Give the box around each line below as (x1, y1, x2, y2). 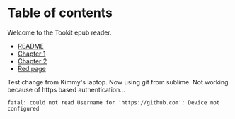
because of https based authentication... (7, 85, 126, 94)
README (17, 42, 45, 50)
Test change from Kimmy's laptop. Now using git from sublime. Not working (7, 77, 229, 86)
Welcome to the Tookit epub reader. (7, 28, 112, 37)
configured (7, 105, 40, 112)
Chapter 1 (17, 49, 46, 58)
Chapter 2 (17, 56, 47, 65)
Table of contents (7, 5, 113, 21)
